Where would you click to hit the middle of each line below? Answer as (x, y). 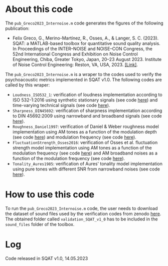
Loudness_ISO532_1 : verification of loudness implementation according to (87, 94)
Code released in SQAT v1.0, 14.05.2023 (47, 258)
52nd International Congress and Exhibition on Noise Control (75, 54)
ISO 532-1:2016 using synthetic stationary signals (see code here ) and (85, 100)
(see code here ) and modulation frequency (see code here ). (74, 137)
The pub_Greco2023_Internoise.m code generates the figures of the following (84, 23)
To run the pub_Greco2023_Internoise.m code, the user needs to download (81, 208)
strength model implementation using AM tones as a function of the (82, 147)
